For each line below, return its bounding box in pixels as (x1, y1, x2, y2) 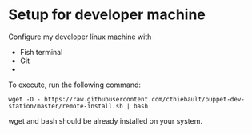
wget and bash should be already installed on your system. (8, 116, 202, 125)
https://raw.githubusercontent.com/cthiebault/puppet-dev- (43, 95, 246, 103)
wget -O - (8, 95, 42, 103)
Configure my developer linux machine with (8, 32, 152, 41)
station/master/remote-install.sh (8, 102, 124, 110)
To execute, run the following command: (8, 80, 142, 89)
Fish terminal (19, 47, 63, 57)
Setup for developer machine (8, 6, 206, 24)
